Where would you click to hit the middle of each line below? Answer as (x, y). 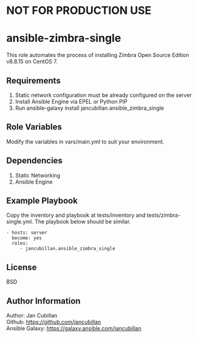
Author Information (43, 301)
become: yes (27, 238)
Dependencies (34, 161)
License (22, 267)
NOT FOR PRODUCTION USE (79, 11)
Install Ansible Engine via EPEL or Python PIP (71, 101)
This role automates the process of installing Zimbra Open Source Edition (98, 55)
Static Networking (38, 175)
